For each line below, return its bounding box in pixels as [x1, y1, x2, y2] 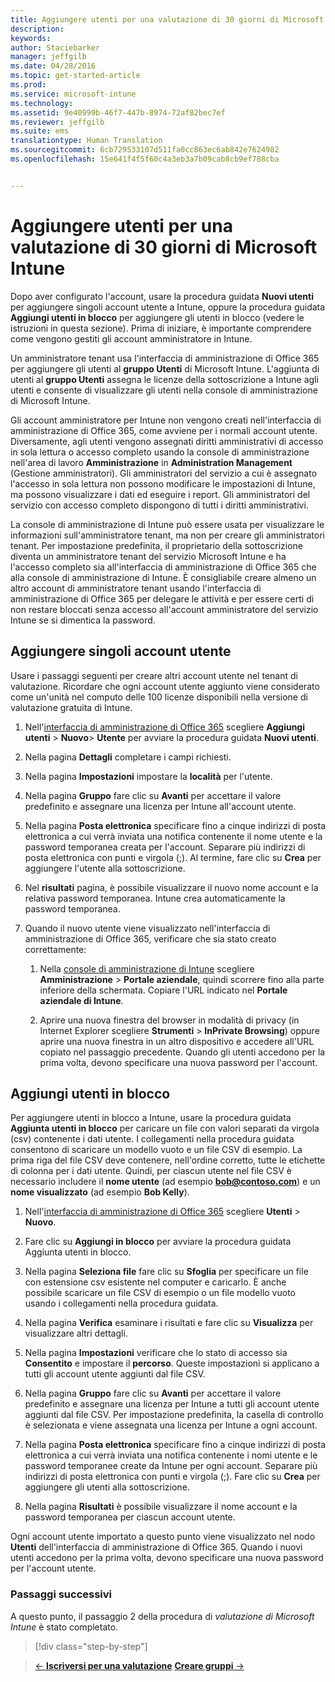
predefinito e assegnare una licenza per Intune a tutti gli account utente [24, 1398, 320, 1410]
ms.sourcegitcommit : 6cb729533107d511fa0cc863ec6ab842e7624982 [10, 145, 280, 155]
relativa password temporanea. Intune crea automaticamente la [24, 892, 286, 904]
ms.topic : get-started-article [10, 71, 141, 81]
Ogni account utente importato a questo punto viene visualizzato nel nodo [10, 1531, 316, 1543]
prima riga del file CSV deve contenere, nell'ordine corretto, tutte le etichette [10, 1154, 326, 1166]
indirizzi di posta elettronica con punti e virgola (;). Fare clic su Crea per [24, 1471, 321, 1483]
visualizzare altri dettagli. [24, 1327, 128, 1340]
